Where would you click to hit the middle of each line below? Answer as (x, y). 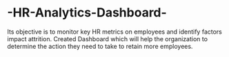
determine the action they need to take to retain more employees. (100, 46)
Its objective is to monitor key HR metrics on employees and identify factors (114, 32)
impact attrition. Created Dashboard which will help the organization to (108, 38)
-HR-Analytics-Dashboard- (87, 13)
